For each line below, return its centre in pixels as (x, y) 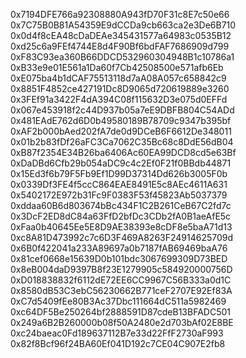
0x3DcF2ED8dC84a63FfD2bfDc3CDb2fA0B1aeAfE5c (121, 216)
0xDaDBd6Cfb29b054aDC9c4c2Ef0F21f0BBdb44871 (121, 163)
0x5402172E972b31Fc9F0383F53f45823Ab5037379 (119, 195)
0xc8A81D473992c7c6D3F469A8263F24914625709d (122, 237)
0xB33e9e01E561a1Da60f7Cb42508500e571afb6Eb (117, 67)
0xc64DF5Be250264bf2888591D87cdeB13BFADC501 (120, 312)
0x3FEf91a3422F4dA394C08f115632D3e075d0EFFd (119, 99)
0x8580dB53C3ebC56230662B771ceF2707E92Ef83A (121, 290)
